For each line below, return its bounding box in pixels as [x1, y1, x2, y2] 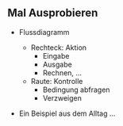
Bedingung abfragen [42, 85, 110, 94]
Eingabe [42, 51, 70, 60]
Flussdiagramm [18, 27, 70, 36]
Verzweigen [42, 93, 83, 102]
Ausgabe [42, 59, 72, 69]
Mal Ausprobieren [7, 6, 98, 20]
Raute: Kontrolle [30, 76, 83, 86]
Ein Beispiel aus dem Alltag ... [18, 109, 116, 118]
